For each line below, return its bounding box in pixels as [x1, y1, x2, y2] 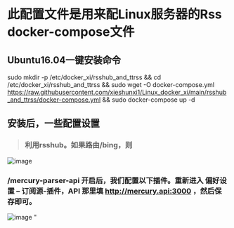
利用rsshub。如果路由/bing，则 [24, 140, 133, 150]
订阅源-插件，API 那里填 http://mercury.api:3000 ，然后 [21, 186, 215, 196]
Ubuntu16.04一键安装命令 [7, 54, 122, 66]
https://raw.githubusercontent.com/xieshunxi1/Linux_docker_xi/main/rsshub [7, 88, 227, 96]
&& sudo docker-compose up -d [102, 95, 195, 104]
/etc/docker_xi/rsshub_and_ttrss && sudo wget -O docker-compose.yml [7, 81, 215, 88]
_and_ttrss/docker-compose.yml [7, 95, 101, 104]
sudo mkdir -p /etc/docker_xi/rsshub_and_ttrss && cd [7, 73, 162, 81]
